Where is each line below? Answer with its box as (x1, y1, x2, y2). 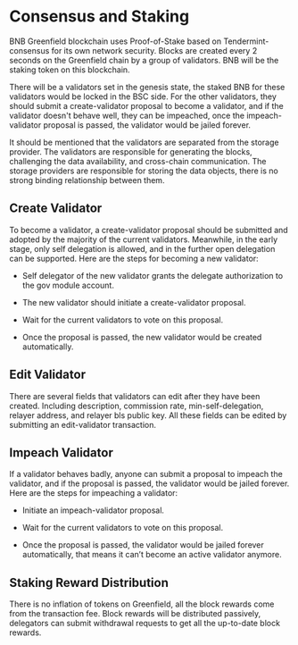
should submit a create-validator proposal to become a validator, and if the (9, 100, 284, 111)
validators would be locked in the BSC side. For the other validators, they (9, 91, 277, 102)
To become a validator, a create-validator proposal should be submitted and (9, 224, 288, 235)
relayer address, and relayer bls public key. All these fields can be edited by (9, 409, 287, 421)
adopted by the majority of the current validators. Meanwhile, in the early (9, 234, 278, 245)
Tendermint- (222, 36, 269, 46)
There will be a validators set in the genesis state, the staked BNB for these (9, 81, 286, 92)
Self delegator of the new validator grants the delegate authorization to (21, 270, 284, 281)
